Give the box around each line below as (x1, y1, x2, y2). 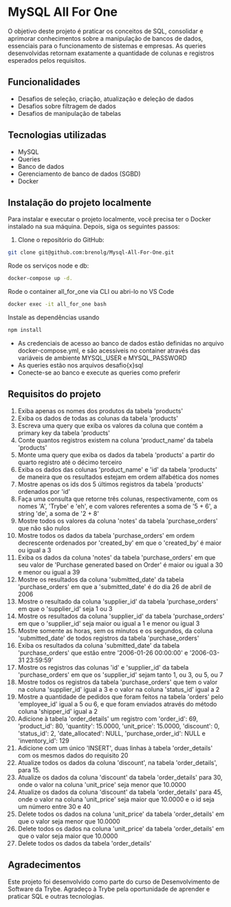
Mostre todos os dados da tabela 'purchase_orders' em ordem (17, 531, 195, 539)
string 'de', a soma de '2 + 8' (17, 509, 99, 517)
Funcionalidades (8, 77, 81, 88)
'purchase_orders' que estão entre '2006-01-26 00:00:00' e (17, 648, 188, 657)
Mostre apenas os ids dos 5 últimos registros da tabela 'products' (17, 480, 204, 488)
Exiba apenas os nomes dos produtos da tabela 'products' (17, 406, 184, 415)
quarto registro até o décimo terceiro (17, 458, 122, 466)
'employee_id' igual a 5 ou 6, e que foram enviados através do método (17, 699, 217, 708)
